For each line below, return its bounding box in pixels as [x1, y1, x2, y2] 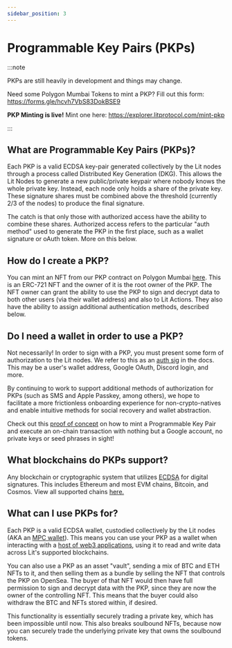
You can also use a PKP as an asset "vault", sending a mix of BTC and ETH [7, 561, 220, 570]
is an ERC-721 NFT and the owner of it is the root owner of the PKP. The [7, 281, 213, 289]
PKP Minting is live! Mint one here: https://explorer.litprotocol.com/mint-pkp [7, 110, 225, 119]
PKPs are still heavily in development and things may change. [7, 76, 182, 85]
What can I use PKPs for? [7, 507, 118, 520]
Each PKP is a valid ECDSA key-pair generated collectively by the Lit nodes [7, 162, 222, 170]
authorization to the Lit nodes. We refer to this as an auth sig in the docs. [7, 356, 215, 364]
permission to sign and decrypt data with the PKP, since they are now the [7, 584, 217, 592]
